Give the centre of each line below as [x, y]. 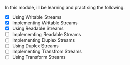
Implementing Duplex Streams [44, 40]
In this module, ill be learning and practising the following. [65, 7]
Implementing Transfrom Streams [47, 52]
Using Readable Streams [38, 29]
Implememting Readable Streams [47, 35]
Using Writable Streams [37, 17]
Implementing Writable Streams [45, 23]
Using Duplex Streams [35, 46]
